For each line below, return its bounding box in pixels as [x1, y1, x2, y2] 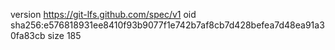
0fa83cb [10, 30, 46, 41]
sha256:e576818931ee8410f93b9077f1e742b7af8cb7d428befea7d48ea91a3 [10, 19, 325, 31]
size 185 [47, 30, 82, 41]
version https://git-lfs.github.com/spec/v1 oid [10, 9, 197, 20]
